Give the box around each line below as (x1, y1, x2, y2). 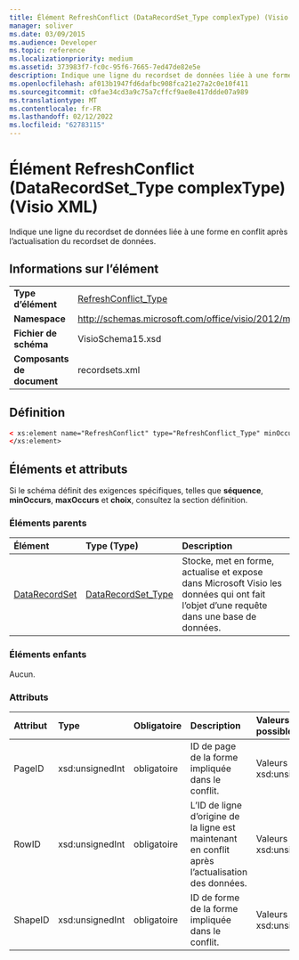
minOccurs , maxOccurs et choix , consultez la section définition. (9, 495, 248, 506)
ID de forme (190, 891, 240, 904)
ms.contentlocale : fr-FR (9, 104, 101, 113)
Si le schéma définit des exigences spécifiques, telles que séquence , (9, 485, 264, 496)
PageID (13, 762, 44, 775)
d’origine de (190, 810, 240, 823)
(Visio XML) (9, 197, 99, 217)
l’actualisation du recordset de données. (9, 235, 157, 246)
